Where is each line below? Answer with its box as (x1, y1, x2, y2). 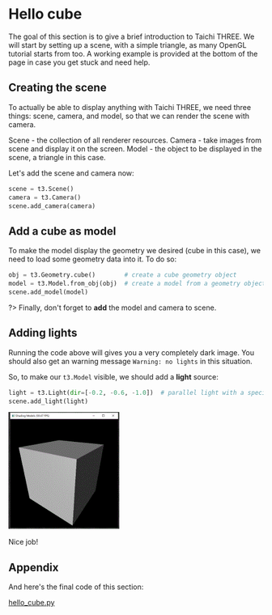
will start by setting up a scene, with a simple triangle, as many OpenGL (8, 40, 247, 49)
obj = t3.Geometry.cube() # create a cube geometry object (8, 271, 237, 279)
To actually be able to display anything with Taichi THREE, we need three (8, 102, 252, 112)
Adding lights (8, 326, 78, 340)
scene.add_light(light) (8, 397, 89, 405)
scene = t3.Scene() (8, 184, 74, 193)
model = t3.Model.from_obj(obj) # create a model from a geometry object (8, 280, 266, 288)
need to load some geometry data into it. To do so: (8, 254, 177, 264)
